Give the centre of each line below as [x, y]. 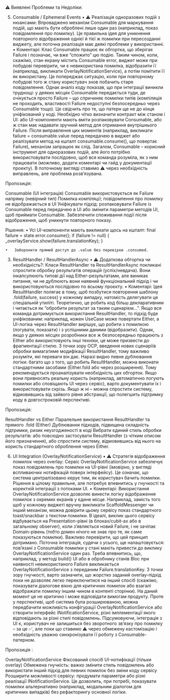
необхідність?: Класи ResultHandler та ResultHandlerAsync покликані [87, 265]
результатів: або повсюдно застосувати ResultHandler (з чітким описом [83, 436]
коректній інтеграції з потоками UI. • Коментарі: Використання [81, 489]
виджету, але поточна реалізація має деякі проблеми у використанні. [88, 44]
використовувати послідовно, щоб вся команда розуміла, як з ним [85, 157]
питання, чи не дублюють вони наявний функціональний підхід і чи [85, 281]
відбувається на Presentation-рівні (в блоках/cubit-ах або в [77, 521]
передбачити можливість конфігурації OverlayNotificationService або [87, 607]
